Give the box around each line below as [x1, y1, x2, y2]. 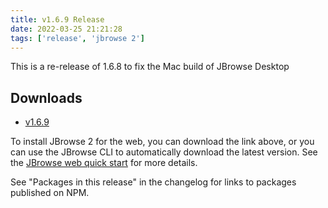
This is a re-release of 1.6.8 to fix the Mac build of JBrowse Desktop [10, 61, 290, 73]
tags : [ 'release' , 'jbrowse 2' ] [10, 33, 145, 43]
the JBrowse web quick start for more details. [10, 157, 198, 169]
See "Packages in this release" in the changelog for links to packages [10, 176, 297, 188]
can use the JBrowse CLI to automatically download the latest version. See [10, 146, 318, 158]
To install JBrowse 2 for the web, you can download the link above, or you [10, 136, 315, 148]
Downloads [10, 89, 83, 106]
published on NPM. [10, 187, 90, 199]
